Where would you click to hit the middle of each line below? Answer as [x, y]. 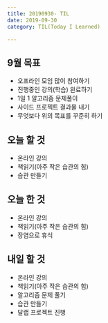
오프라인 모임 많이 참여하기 [53, 81]
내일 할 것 [26, 259]
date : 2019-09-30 [32, 20]
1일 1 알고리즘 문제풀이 [47, 98]
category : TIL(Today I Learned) [54, 27]
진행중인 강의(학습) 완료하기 [55, 90]
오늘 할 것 [26, 140]
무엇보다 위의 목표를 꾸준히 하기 [60, 116]
